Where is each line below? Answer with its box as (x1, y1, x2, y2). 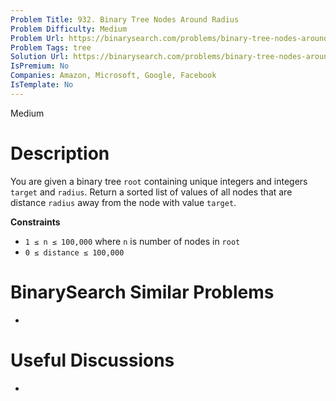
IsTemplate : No (10, 80, 74, 90)
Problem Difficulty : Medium (10, 24, 128, 34)
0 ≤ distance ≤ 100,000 (24, 247, 125, 258)
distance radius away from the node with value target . (10, 196, 237, 208)
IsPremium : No (10, 61, 70, 71)
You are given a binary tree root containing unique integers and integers (10, 175, 308, 187)
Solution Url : (10, 52, 70, 62)
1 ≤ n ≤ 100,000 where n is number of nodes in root (24, 235, 241, 247)
